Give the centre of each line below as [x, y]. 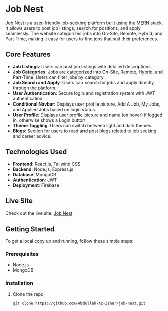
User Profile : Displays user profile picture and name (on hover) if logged [87, 115]
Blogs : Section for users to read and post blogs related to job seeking [85, 131]
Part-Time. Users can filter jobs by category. [58, 77]
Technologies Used [36, 152]
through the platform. [34, 88]
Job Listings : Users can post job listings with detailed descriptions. [82, 66]
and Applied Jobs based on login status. [54, 109]
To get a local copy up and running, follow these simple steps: [69, 241]
